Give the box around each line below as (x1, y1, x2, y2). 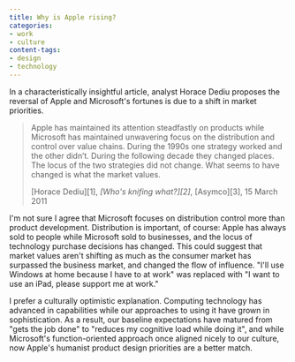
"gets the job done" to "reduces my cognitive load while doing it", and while (9, 323, 284, 334)
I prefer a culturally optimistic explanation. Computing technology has (9, 295, 262, 305)
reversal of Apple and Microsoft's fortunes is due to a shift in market (9, 95, 258, 106)
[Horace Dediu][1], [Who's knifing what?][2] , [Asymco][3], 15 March (30, 186, 278, 197)
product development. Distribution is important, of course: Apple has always (9, 222, 287, 232)
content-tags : (9, 46, 62, 55)
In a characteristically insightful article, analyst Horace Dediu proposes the (9, 86, 281, 97)
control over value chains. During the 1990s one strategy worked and (30, 140, 283, 151)
